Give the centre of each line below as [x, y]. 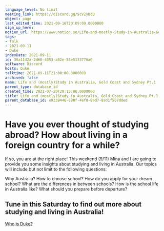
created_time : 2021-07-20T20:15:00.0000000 [50, 91]
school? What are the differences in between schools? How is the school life [82, 184]
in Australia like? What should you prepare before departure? [66, 189]
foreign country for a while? [62, 145]
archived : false [21, 78]
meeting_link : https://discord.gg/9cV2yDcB [50, 14]
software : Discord [24, 64]
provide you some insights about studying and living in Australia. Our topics [81, 164]
